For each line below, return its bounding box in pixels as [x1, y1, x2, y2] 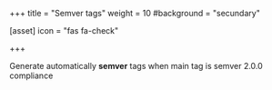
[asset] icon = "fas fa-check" [9, 25, 119, 35]
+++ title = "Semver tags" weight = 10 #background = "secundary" [9, 8, 261, 18]
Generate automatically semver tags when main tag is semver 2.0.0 [9, 61, 264, 71]
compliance [9, 70, 54, 81]
